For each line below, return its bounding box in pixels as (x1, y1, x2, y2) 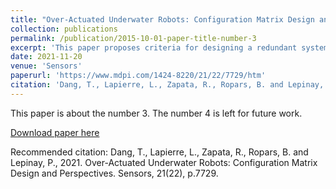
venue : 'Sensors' (10, 61, 83, 71)
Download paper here (10, 126, 100, 138)
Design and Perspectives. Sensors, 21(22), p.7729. (10, 167, 219, 179)
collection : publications (10, 24, 118, 34)
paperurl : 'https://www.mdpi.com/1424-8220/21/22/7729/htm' (10, 71, 267, 81)
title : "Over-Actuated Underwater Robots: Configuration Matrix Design (10, 14, 315, 25)
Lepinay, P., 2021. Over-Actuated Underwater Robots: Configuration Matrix (10, 156, 318, 168)
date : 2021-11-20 (10, 52, 83, 62)
